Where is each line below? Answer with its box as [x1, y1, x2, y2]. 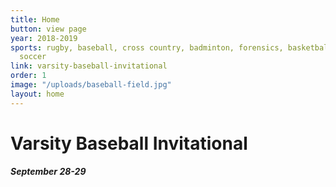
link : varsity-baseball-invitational [10, 61, 168, 71]
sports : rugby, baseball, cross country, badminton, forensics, [10, 42, 284, 53]
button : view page [10, 24, 87, 34]
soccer [19, 52, 47, 62]
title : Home [10, 14, 60, 25]
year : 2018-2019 [10, 33, 78, 43]
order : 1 [10, 71, 47, 81]
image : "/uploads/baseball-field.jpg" [10, 80, 172, 90]
